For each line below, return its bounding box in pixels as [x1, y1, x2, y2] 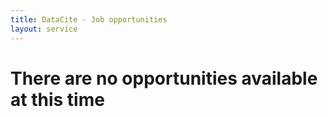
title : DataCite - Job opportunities [10, 14, 168, 25]
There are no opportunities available [10, 67, 318, 90]
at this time [10, 88, 105, 111]
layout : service [10, 24, 78, 34]
